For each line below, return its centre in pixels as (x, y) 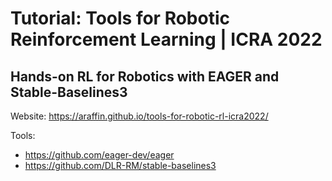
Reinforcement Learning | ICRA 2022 (166, 39)
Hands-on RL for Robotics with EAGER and (145, 76)
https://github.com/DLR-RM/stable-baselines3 (120, 165)
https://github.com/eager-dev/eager (99, 155)
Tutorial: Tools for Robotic (120, 18)
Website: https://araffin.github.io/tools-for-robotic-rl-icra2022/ (139, 116)
